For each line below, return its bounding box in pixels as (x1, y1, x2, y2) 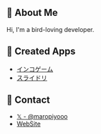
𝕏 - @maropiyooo (16, 112, 68, 121)
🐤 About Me (6, 7, 58, 19)
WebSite (16, 119, 41, 128)
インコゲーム (16, 65, 53, 73)
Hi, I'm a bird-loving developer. (6, 25, 95, 33)
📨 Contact (6, 94, 50, 106)
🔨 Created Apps (6, 46, 76, 58)
